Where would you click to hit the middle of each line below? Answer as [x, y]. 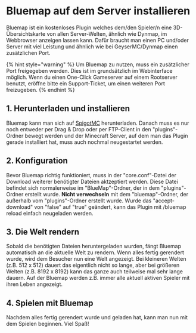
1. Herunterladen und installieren [68, 109]
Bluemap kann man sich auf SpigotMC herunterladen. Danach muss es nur [98, 123]
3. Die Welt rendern [43, 232]
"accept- [164, 201]
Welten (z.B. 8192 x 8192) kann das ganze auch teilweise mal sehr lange [95, 272]
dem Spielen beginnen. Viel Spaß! [48, 324]
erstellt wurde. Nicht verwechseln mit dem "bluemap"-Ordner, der [107, 194]
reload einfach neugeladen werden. [50, 213]
